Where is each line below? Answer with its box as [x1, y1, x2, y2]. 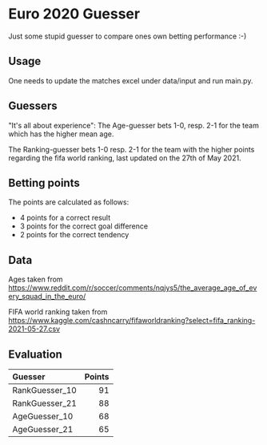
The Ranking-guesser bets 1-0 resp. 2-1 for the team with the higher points [8, 144, 255, 154]
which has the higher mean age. [8, 129, 114, 139]
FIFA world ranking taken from [8, 307, 108, 317]
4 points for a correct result [19, 213, 110, 223]
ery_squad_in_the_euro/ [8, 292, 86, 301]
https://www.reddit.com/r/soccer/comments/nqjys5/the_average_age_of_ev [8, 283, 257, 293]
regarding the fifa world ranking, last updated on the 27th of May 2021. [8, 153, 241, 163]
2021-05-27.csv [8, 324, 61, 334]
